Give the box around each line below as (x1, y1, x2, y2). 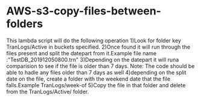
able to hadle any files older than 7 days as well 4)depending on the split (6, 69, 187, 76)
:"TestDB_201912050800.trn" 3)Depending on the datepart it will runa (6, 56, 179, 63)
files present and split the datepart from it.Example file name (6, 49, 157, 57)
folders (6, 17, 43, 31)
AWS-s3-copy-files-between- (6, 4, 162, 18)
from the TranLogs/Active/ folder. (6, 88, 89, 95)
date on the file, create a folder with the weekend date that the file (6, 75, 171, 82)
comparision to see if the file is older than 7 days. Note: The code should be (6, 62, 195, 70)
